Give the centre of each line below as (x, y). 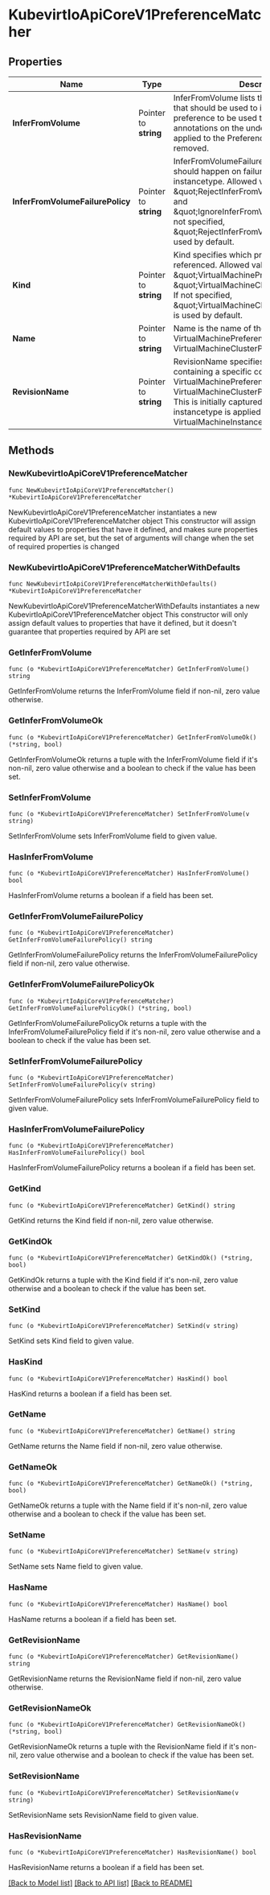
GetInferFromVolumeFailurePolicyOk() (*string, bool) (100, 1008)
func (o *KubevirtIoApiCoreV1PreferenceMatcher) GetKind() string (122, 1206)
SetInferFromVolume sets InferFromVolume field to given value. (113, 836)
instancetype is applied (217, 412)
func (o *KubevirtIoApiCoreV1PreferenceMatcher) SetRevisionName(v (124, 1793)
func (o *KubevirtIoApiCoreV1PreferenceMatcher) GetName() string (122, 1431)
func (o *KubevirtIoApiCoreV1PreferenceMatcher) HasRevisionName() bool (133, 1852)
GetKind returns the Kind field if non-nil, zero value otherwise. (111, 1220)
